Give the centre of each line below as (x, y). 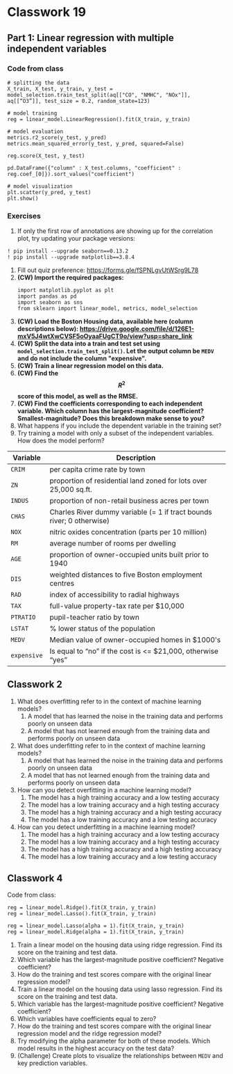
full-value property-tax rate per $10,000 (117, 606)
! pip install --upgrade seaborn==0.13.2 (68, 251)
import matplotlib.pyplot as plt (66, 290)
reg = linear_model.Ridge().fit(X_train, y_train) (82, 908)
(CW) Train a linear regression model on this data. (90, 366)
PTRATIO (23, 617)
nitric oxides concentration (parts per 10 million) (128, 531)
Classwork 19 (47, 12)
